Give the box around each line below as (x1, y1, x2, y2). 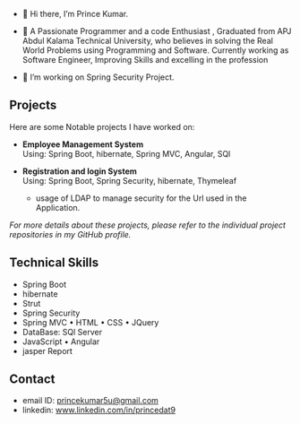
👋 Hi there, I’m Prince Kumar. (21, 9, 129, 19)
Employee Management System (21, 139, 144, 150)
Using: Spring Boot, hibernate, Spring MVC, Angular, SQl (21, 148, 231, 159)
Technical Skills (9, 255, 99, 271)
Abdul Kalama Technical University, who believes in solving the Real (21, 36, 273, 46)
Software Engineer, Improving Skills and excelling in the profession (21, 55, 269, 65)
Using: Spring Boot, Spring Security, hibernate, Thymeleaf (21, 175, 237, 186)
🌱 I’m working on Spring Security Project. (21, 72, 175, 82)
